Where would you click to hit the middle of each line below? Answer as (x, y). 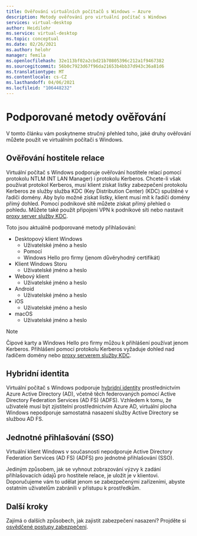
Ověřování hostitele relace (55, 158)
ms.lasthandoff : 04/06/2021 (41, 83)
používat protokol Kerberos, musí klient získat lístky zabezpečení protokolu (97, 185)
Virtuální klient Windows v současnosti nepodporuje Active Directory (89, 452)
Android (24, 289)
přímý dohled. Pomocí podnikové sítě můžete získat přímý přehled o (88, 203)
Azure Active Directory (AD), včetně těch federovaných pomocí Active (91, 394)
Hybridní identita (38, 374)
